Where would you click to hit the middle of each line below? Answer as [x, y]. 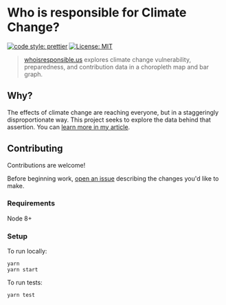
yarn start [23, 270]
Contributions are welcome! [46, 165]
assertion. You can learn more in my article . [69, 127]
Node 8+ [20, 218]
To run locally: [27, 251]
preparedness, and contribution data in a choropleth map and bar [116, 67]
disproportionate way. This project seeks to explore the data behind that [109, 120]
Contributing [35, 149]
